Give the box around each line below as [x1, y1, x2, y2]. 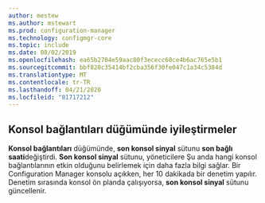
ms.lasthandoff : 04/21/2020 [8, 85, 102, 94]
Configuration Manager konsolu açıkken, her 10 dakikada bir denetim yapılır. [8, 169, 257, 179]
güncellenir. [8, 186, 47, 196]
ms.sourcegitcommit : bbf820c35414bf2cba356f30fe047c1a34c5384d [8, 64, 223, 72]
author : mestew [8, 11, 59, 20]
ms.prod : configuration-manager [8, 26, 115, 34]
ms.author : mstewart [8, 19, 77, 27]
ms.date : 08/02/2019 [8, 49, 77, 57]
